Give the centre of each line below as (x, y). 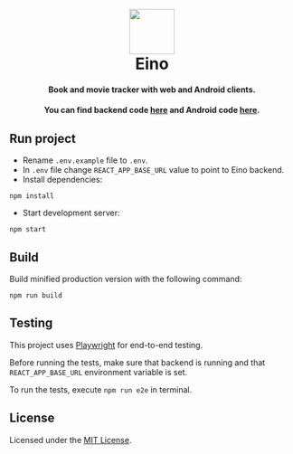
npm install (32, 196)
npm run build (36, 296)
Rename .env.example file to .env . (85, 160)
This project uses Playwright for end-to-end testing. (106, 345)
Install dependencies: (62, 180)
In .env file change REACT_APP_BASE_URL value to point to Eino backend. (153, 170)
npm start (28, 230)
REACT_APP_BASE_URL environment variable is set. (99, 372)
